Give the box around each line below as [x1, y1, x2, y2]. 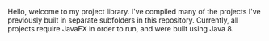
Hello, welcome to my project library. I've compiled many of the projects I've [7, 7, 261, 16]
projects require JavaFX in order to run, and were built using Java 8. [7, 24, 234, 33]
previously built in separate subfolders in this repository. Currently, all [7, 15, 239, 25]
